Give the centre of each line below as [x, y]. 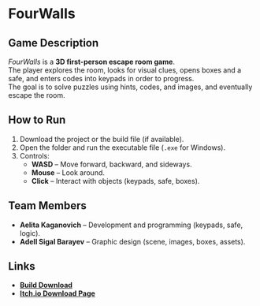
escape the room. [37, 95]
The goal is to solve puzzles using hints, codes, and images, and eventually [130, 87]
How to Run [37, 120]
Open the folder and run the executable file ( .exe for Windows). [123, 147]
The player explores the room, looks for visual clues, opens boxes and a [125, 70]
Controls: [34, 155]
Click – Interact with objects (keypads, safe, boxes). [115, 181]
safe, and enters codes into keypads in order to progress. [101, 78]
